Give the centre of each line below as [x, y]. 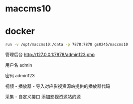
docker [20, 31]
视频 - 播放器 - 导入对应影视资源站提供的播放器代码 [58, 86]
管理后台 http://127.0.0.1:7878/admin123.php [50, 54]
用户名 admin [19, 65]
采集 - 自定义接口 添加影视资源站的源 [43, 97]
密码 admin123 [20, 76]
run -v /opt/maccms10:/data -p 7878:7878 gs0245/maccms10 [66, 45]
